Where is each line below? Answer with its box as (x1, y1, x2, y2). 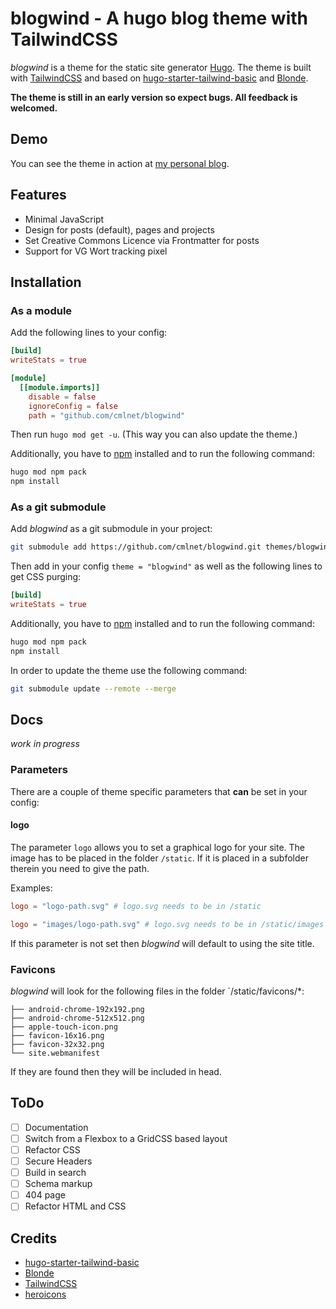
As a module (10, 303, 73, 317)
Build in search (24, 1167, 87, 1179)
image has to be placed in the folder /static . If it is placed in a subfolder (10, 852, 309, 864)
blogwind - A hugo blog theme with (10, 7, 308, 30)
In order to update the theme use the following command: (10, 664, 248, 676)
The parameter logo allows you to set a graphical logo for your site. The (10, 841, 306, 853)
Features (10, 187, 67, 204)
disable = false (28, 392, 97, 402)
